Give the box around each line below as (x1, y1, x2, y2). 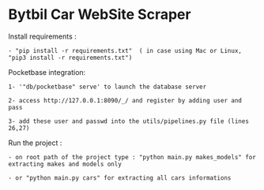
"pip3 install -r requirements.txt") (8, 54, 133, 61)
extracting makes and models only (8, 160, 123, 168)
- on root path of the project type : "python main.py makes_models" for (8, 153, 257, 161)
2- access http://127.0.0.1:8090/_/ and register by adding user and (8, 96, 243, 104)
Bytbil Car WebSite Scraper (8, 6, 191, 24)
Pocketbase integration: (8, 67, 86, 76)
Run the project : (8, 138, 62, 147)
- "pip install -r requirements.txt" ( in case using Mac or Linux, (8, 47, 243, 54)
